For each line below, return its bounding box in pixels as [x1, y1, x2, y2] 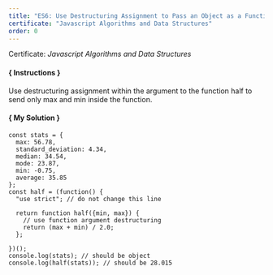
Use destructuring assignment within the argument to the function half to [8, 86, 253, 96]
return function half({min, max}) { [15, 208, 140, 217]
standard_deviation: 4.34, [15, 145, 107, 153]
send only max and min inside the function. [8, 94, 153, 104]
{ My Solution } [8, 113, 61, 122]
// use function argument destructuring [23, 216, 162, 224]
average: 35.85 [15, 174, 67, 182]
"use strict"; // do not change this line [15, 195, 162, 203]
